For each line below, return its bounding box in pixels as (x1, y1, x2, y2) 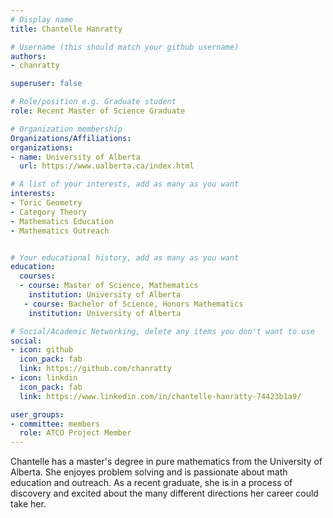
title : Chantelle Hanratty (10, 24, 123, 34)
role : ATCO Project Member (19, 428, 132, 438)
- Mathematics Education (10, 216, 114, 226)
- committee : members (10, 419, 101, 429)
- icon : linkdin (10, 373, 78, 383)
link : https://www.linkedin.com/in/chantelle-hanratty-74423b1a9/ (19, 391, 302, 401)
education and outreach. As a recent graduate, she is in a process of (10, 477, 293, 489)
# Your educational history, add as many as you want (10, 252, 240, 263)
